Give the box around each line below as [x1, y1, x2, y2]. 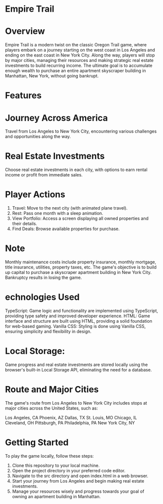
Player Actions [5, 189, 66, 200]
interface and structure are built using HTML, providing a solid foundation [5, 318, 152, 324]
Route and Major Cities [5, 384, 99, 395]
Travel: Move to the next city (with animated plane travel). [12, 205, 128, 211]
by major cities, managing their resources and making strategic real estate [5, 58, 154, 63]
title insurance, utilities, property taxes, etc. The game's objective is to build [5, 264, 157, 270]
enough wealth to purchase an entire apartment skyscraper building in [5, 68, 146, 74]
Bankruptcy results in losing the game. [5, 274, 82, 281]
